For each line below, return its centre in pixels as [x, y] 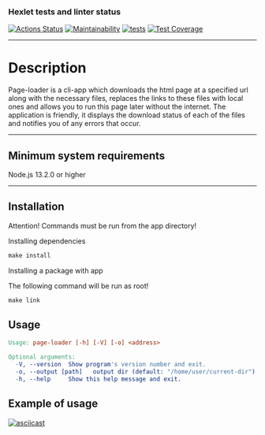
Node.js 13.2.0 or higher [47, 175]
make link [24, 300]
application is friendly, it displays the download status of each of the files [127, 115]
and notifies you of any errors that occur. [75, 124]
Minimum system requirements [87, 156]
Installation [36, 207]
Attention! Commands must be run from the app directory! [103, 225]
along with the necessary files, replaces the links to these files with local [126, 99]
